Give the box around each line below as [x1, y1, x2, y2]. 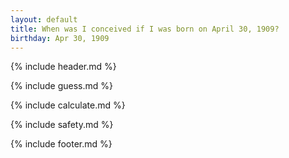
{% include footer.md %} [10, 138, 113, 150]
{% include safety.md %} [10, 119, 114, 131]
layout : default [10, 14, 78, 25]
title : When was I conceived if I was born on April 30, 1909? [10, 24, 280, 34]
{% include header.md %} [10, 61, 117, 73]
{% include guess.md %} [10, 80, 113, 92]
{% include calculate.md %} [10, 99, 126, 111]
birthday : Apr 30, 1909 [10, 33, 110, 43]
